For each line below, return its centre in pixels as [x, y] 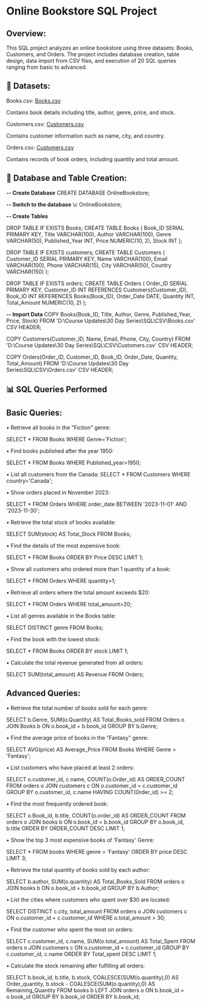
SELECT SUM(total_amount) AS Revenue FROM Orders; [75, 674]
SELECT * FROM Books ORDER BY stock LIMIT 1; [67, 651]
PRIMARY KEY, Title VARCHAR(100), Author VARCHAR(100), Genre [89, 234]
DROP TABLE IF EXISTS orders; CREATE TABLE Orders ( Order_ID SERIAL [97, 283]
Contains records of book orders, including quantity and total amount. [93, 159]
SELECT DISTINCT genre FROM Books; [55, 627]
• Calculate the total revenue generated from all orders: [75, 662]
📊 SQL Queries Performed [57, 390]
